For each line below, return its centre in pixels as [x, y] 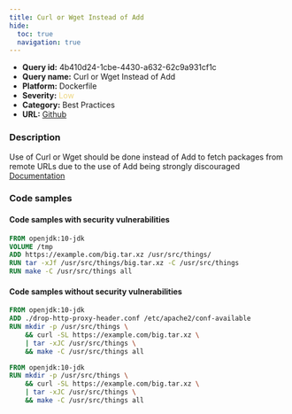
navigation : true [49, 42]
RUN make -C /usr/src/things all [71, 271]
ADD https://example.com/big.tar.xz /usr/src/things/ [111, 255]
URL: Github [44, 114]
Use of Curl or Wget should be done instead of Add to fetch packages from [146, 157]
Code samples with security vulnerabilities [89, 220]
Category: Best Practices [68, 105]
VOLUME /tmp [31, 246]
